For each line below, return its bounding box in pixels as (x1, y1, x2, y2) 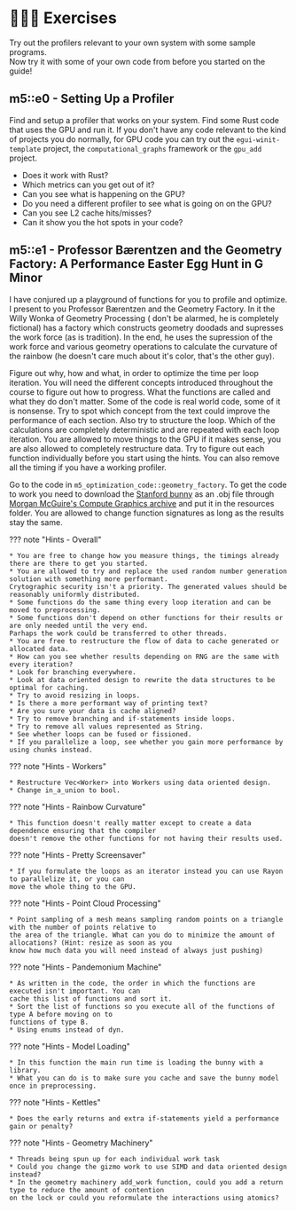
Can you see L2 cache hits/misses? (21, 208, 152, 218)
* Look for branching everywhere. (9, 667, 137, 677)
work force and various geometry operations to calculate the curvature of (9, 341, 277, 351)
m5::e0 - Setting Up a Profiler (9, 91, 175, 106)
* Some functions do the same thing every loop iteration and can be (9, 598, 272, 607)
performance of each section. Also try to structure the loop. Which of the (9, 414, 277, 425)
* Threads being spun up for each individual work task (9, 1154, 220, 1163)
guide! (9, 66, 33, 76)
